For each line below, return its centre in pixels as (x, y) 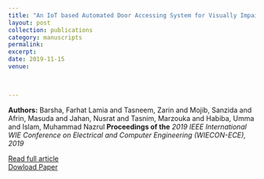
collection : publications (50, 30)
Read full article (33, 159)
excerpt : (22, 52)
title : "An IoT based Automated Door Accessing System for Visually (123, 15)
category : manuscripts (45, 37)
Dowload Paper (33, 166)
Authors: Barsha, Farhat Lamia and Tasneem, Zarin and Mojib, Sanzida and (130, 110)
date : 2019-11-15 (37, 60)
